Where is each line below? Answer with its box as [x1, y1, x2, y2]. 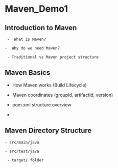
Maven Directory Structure [5, 126, 92, 135]
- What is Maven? [7, 37, 46, 42]
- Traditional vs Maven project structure [7, 54, 99, 60]
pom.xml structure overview [12, 101, 72, 107]
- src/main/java [5, 139, 39, 145]
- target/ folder [7, 157, 44, 163]
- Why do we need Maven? [5, 46, 60, 51]
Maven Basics [5, 68, 51, 77]
